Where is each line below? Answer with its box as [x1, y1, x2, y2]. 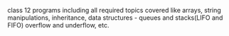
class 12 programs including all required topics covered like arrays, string [7, 6, 222, 14]
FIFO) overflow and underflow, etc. [7, 21, 110, 29]
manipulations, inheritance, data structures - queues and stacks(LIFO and [7, 13, 223, 22]
